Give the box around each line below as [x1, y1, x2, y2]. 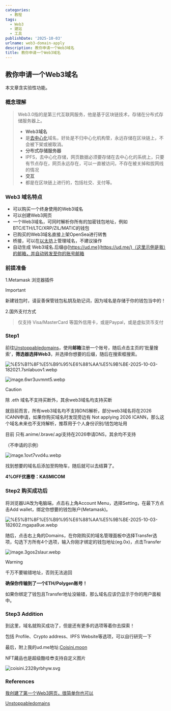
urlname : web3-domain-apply [5, 41, 65, 46]
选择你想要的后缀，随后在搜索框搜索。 [59, 351, 140, 357]
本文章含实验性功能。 [5, 85, 50, 91]
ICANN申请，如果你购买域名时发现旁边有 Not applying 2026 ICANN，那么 [5, 414, 160, 420]
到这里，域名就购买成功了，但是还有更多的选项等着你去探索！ [5, 622, 135, 629]
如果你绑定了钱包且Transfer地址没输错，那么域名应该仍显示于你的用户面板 [5, 591, 161, 597]
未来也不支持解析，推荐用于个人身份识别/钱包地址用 [18, 420, 128, 426]
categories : [5, 7, 31, 13]
